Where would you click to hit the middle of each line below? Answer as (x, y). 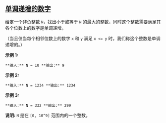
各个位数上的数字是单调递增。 (35, 28)
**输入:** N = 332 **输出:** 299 (38, 105)
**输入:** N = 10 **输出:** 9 (35, 65)
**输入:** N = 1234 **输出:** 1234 (40, 85)
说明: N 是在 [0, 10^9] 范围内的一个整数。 (48, 115)
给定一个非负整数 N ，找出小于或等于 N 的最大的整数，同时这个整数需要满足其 (83, 22)
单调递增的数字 (28, 9)
